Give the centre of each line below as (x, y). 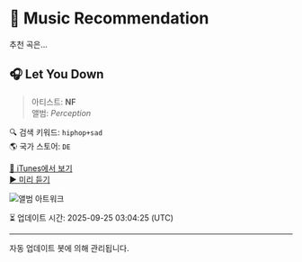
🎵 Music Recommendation (109, 18)
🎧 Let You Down (57, 74)
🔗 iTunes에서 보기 (41, 168)
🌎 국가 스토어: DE (40, 146)
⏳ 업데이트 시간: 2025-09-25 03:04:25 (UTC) (91, 217)
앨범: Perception (61, 113)
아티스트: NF (53, 102)
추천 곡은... (28, 44)
